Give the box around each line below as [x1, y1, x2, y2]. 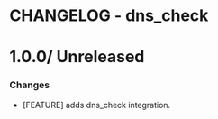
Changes [9, 78, 50, 91]
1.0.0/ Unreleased [9, 47, 145, 68]
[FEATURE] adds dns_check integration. [22, 99, 171, 110]
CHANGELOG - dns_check [9, 5, 209, 26]
